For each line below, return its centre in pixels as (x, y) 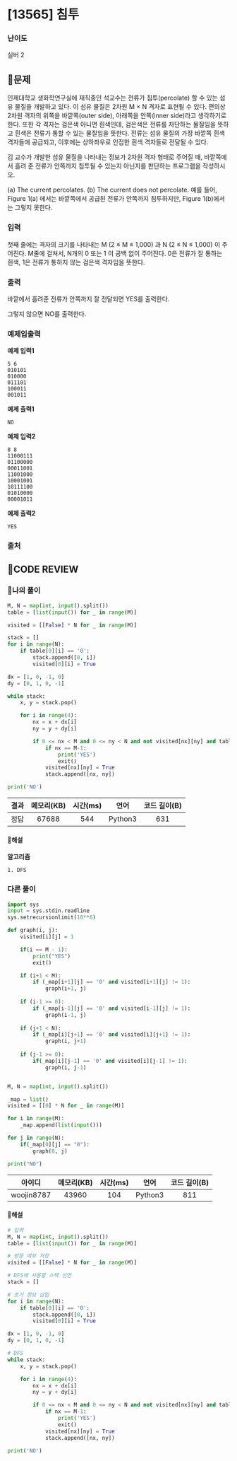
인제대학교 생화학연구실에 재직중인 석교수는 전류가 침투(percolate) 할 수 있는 (113, 98)
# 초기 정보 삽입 (28, 1295)
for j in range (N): (36, 1138)
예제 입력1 (21, 351)
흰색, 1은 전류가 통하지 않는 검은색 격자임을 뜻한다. (76, 262)
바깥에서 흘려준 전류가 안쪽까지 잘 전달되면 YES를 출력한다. (89, 298)
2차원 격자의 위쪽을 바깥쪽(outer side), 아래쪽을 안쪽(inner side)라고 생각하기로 (117, 116)
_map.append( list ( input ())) (61, 1125)
